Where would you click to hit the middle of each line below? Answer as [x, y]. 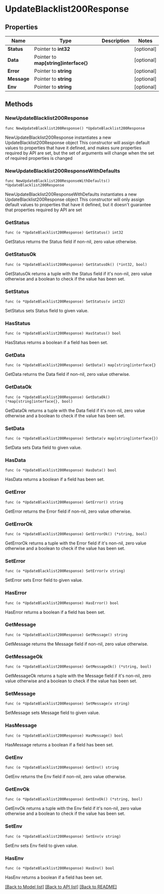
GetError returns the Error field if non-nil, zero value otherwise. [68, 511]
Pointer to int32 [52, 49]
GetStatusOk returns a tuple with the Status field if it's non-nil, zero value [79, 273]
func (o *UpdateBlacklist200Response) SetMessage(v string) [68, 704]
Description [116, 41]
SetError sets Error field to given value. [44, 580]
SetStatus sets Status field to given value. [47, 310]
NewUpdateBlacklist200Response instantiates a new [58, 137]
